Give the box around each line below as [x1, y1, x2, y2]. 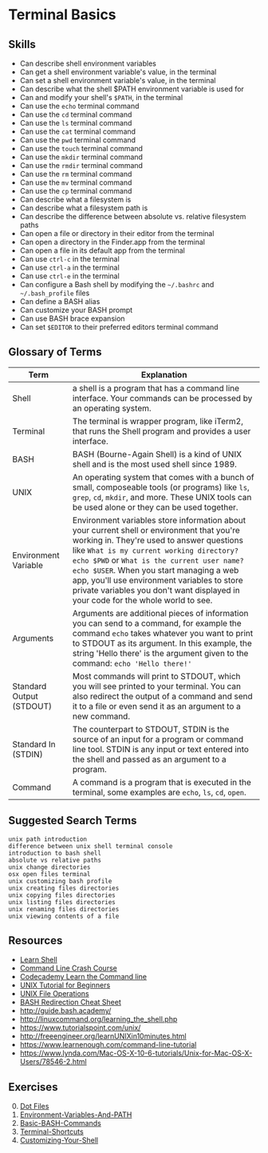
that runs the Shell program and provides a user [72, 426, 251, 437]
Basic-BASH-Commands [19, 1119, 101, 1128]
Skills [8, 38, 36, 51]
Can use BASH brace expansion [19, 314, 125, 323]
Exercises [8, 1080, 58, 1094]
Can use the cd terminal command [19, 110, 132, 119]
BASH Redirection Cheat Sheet [19, 998, 121, 1007]
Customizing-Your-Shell [19, 1135, 98, 1145]
